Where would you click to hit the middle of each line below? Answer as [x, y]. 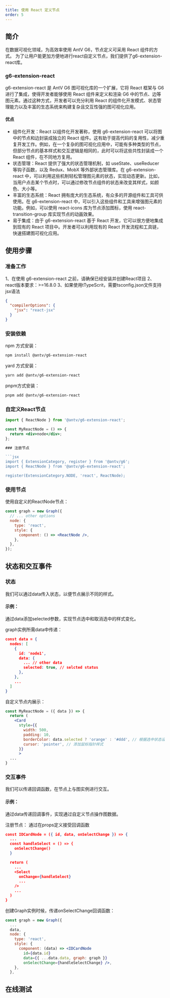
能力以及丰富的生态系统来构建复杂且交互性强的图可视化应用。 [74, 107]
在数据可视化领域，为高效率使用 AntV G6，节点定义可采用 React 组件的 [79, 50]
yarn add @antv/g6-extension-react [43, 376]
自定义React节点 [26, 409]
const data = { [21, 639]
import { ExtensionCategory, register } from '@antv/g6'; [68, 462]
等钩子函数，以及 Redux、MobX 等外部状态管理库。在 [69, 169]
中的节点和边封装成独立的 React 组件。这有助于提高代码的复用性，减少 [86, 138]
